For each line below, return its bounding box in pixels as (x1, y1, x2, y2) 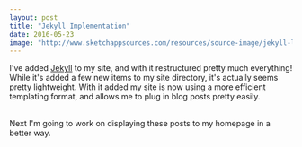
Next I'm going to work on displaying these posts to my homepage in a (9, 118, 271, 129)
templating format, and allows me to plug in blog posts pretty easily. (9, 91, 261, 102)
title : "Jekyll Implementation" (9, 22, 130, 30)
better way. (9, 127, 51, 139)
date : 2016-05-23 (9, 30, 75, 39)
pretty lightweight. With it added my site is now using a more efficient (9, 82, 267, 92)
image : (9, 38, 34, 48)
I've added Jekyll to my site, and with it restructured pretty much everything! (9, 63, 293, 73)
